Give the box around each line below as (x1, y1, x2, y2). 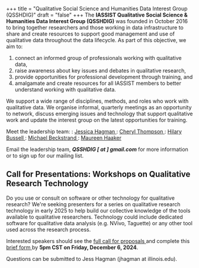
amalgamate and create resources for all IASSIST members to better (14, 80, 182, 87)
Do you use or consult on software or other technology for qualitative (6, 194, 175, 201)
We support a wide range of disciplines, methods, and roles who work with (6, 97, 189, 105)
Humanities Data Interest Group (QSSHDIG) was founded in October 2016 (6, 18, 188, 24)
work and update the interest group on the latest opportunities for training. (6, 116, 188, 124)
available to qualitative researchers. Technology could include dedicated (6, 213, 183, 220)
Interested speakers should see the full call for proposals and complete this (6, 237, 190, 244)
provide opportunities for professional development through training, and (14, 74, 193, 80)
